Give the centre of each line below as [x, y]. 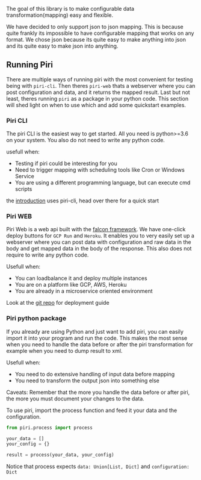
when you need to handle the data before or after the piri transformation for [100, 344]
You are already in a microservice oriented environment [84, 291]
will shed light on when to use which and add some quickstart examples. [96, 105]
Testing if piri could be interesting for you [66, 164]
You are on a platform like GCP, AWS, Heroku [71, 285]
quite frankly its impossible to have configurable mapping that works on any [100, 33]
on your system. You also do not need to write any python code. [86, 140]
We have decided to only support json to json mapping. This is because [95, 27]
